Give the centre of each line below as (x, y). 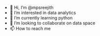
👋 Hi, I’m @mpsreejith (32, 8)
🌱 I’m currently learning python (41, 18)
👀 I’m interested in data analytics (43, 13)
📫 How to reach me (30, 28)
